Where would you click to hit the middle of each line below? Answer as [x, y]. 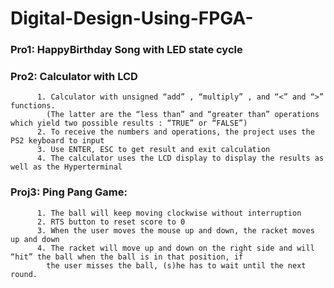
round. [24, 274]
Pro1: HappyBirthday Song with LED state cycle [126, 50]
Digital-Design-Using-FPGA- [132, 18]
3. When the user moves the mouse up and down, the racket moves [175, 230]
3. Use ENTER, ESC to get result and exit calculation [153, 150]
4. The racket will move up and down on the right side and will [175, 248]
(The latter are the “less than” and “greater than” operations [183, 115]
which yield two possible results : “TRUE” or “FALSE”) [129, 123]
